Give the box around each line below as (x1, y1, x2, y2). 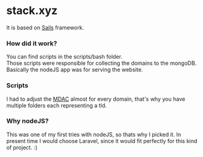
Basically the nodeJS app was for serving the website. (6, 66, 144, 73)
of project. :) (6, 144, 38, 151)
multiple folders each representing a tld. (6, 101, 107, 109)
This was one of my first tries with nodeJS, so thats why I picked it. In (6, 131, 182, 138)
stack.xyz (6, 4, 58, 18)
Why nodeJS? (6, 117, 49, 125)
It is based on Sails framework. (6, 24, 84, 31)
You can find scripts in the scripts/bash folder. (6, 53, 123, 60)
